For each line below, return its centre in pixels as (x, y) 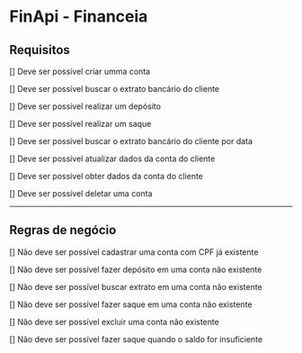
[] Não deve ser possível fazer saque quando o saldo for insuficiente (136, 339)
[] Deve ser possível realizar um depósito (85, 106)
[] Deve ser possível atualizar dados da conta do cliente (112, 158)
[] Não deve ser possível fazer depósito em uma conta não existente (136, 269)
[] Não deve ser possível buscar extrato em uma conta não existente (136, 286)
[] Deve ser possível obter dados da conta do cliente (107, 176)
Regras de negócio (63, 230)
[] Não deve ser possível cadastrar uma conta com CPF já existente (134, 252)
